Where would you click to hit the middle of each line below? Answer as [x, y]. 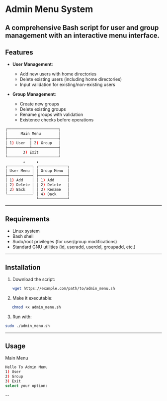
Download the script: [34, 279]
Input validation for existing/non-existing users [67, 85]
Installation [23, 267]
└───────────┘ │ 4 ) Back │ [38, 194]
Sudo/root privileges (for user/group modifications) [65, 242]
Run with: [22, 317]
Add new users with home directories [58, 74]
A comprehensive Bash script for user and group [82, 28]
